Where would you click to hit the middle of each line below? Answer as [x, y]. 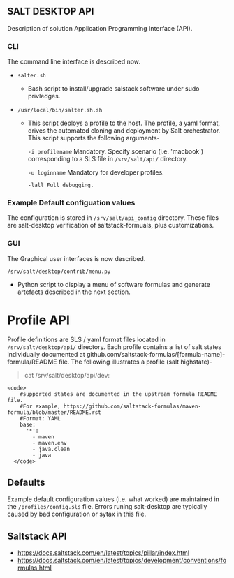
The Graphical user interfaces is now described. [76, 258]
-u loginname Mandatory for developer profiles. [96, 172]
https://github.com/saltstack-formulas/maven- [132, 406]
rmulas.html [35, 568]
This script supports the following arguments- [94, 138]
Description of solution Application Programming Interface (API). [100, 28]
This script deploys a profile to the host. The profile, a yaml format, [124, 123]
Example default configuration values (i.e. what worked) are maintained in [114, 499]
